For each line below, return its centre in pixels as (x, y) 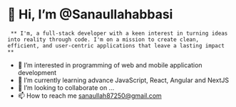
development (37, 72)
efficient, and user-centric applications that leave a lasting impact (116, 45)
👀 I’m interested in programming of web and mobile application (110, 65)
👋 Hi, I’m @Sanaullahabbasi (90, 15)
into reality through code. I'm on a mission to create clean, (103, 39)
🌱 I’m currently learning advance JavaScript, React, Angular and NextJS (123, 80)
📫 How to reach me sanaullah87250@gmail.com (89, 96)
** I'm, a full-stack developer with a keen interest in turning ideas (119, 33)
